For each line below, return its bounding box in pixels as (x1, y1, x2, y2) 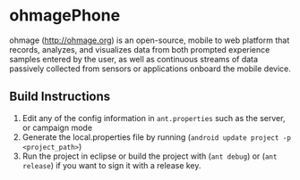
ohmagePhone (9, 5, 121, 26)
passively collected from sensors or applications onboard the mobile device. (9, 63, 291, 74)
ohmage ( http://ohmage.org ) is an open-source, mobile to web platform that (9, 35, 290, 45)
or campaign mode (21, 122, 92, 133)
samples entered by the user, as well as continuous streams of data (9, 53, 258, 64)
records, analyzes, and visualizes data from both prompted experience (9, 44, 270, 54)
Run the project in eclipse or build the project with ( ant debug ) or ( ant (21, 151, 278, 161)
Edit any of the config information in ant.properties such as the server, (21, 112, 286, 123)
